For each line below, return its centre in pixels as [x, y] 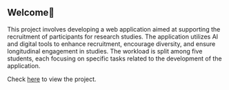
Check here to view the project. [52, 79]
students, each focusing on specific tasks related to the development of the [114, 58]
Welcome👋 [31, 13]
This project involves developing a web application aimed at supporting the [114, 29]
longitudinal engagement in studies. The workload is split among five [105, 51]
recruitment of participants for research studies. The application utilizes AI [113, 36]
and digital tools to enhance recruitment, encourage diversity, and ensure [111, 44]
